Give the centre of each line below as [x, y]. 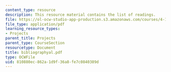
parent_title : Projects [31, 39]
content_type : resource [31, 10]
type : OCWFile [20, 57]
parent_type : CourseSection [35, 43]
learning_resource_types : [33, 29]
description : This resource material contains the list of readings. [81, 15]
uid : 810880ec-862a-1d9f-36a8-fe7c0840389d [52, 62]
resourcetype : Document [31, 48]
